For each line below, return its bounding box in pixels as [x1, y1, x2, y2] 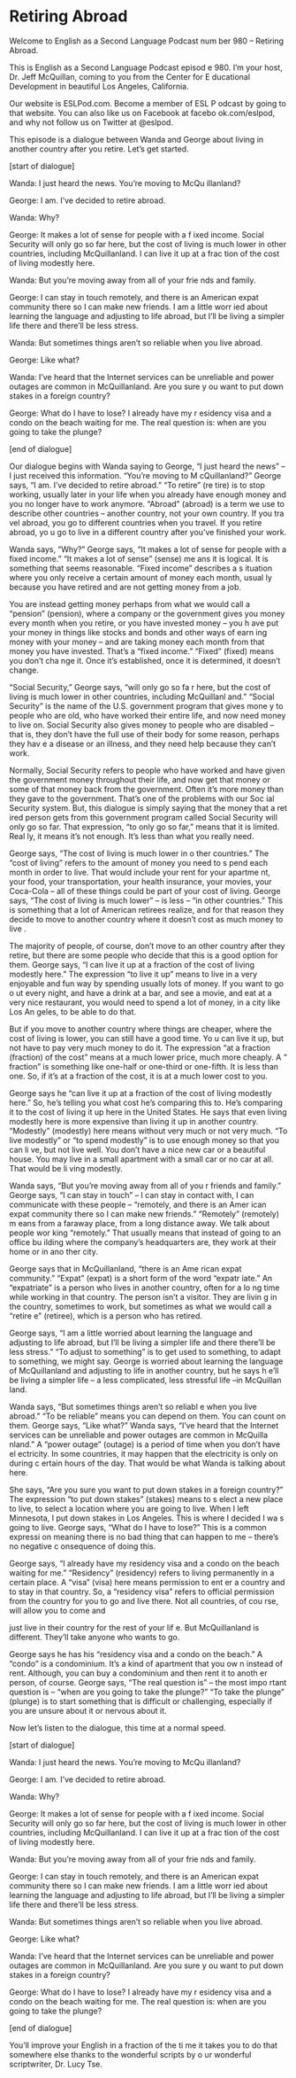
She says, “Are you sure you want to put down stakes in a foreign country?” [9, 1484, 285, 1495]
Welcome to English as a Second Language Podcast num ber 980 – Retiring [9, 35, 285, 46]
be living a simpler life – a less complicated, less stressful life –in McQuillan [9, 1374, 282, 1385]
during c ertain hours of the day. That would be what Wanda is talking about [9, 1458, 285, 1468]
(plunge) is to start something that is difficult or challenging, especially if [9, 1695, 272, 1707]
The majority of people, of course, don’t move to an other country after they [9, 940, 285, 951]
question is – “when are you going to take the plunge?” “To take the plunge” [9, 1686, 285, 1697]
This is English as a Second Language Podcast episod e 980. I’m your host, [9, 62, 283, 73]
